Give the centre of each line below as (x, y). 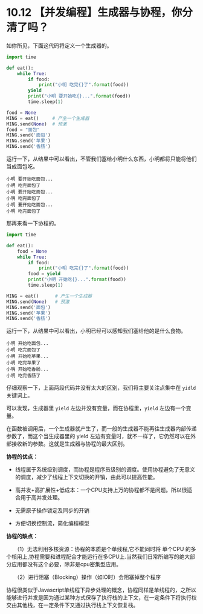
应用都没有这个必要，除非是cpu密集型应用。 (66, 564)
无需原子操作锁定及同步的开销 (52, 510)
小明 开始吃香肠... (27, 369)
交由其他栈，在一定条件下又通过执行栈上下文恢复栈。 (72, 605)
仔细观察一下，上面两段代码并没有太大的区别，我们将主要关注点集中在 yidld (101, 388)
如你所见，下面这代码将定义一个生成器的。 (59, 45)
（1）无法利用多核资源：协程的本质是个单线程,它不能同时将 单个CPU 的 (104, 549)
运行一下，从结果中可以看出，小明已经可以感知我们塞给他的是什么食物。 (96, 331)
